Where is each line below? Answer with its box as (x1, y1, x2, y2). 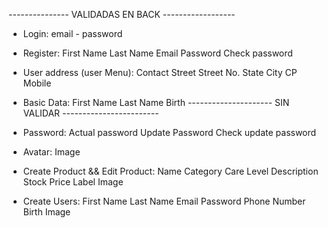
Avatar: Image (22, 146, 81, 158)
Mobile (22, 77, 52, 89)
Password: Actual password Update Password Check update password (22, 127, 317, 138)
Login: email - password (22, 28, 123, 39)
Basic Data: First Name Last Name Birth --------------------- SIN (22, 97, 290, 108)
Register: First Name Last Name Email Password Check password (22, 47, 293, 59)
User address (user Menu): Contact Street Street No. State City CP (22, 67, 298, 78)
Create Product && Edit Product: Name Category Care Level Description (22, 165, 319, 177)
